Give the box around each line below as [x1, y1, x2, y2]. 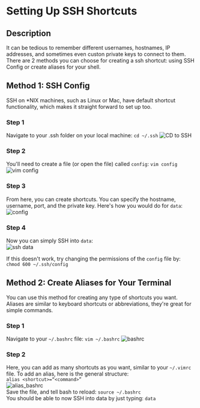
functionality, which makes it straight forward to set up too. [6, 103, 152, 110]
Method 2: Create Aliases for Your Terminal [6, 278, 172, 288]
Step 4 [6, 223, 26, 232]
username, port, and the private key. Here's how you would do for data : [6, 202, 183, 209]
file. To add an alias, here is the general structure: [6, 370, 129, 377]
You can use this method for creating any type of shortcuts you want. [6, 294, 178, 301]
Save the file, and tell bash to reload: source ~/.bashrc [6, 388, 141, 395]
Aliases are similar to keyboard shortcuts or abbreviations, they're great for [6, 300, 192, 308]
